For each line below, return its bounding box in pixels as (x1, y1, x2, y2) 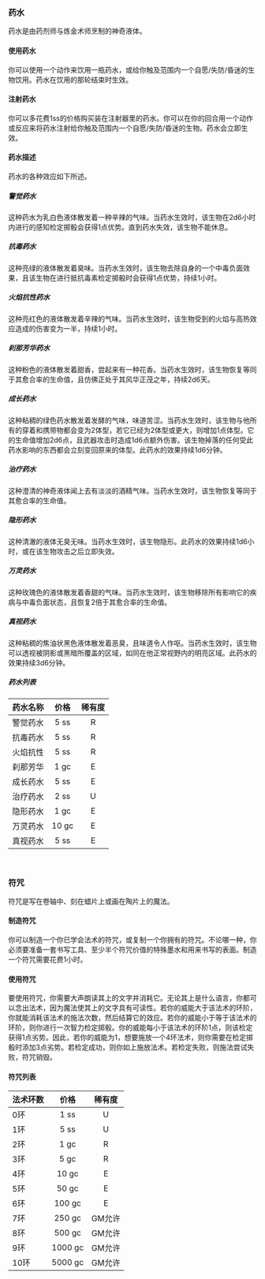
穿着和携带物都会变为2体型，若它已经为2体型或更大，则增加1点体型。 (21, 425, 248, 434)
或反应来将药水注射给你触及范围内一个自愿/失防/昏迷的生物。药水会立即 (8, 123, 242, 132)
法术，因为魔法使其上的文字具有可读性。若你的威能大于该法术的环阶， (28, 1003, 257, 1012)
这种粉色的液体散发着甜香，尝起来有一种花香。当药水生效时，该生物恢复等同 (8, 364, 257, 374)
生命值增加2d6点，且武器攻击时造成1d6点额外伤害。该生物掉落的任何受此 (14, 435, 254, 445)
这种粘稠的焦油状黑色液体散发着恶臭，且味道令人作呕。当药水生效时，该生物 (8, 638, 257, 647)
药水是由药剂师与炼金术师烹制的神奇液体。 (8, 26, 147, 36)
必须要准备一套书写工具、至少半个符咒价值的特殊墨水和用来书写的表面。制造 (8, 945, 257, 955)
